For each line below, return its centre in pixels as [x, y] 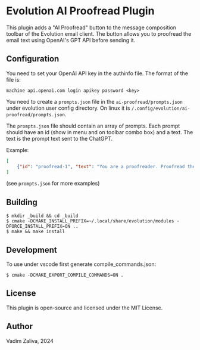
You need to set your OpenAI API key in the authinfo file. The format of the [97, 73]
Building [22, 202]
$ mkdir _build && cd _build [42, 216]
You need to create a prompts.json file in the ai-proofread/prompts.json [94, 101]
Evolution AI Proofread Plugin [80, 11]
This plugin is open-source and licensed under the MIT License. [85, 308]
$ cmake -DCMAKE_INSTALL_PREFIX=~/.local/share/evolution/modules [90, 221]
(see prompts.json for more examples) [53, 184]
